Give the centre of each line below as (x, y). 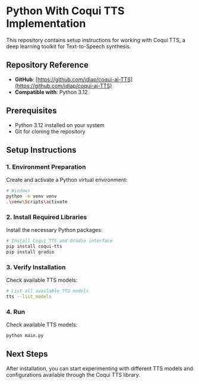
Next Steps (27, 354)
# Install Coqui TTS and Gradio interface (59, 241)
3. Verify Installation (36, 267)
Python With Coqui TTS (65, 11)
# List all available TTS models (48, 291)
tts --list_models (29, 296)
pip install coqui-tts (34, 247)
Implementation (46, 23)
